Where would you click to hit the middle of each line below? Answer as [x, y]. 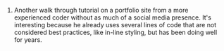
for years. [28, 40]
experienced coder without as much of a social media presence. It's [112, 17]
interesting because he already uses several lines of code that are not [115, 25]
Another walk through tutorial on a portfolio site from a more [101, 10]
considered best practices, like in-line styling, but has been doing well [116, 32]
